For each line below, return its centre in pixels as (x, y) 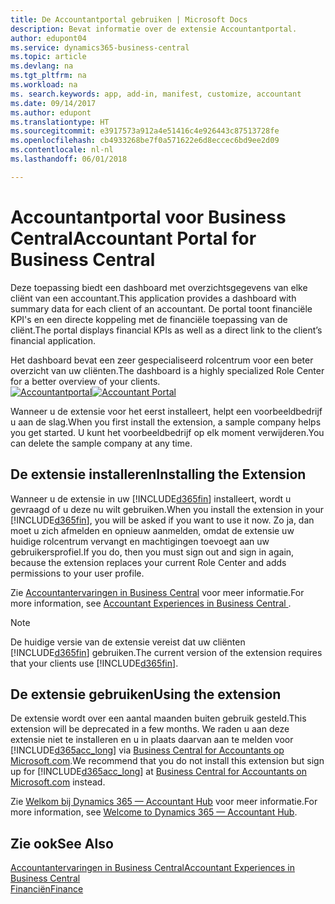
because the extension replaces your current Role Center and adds (148, 562)
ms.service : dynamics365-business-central (100, 47)
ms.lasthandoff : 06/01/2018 (69, 159)
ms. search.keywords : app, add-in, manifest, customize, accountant (156, 94)
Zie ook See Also (62, 843)
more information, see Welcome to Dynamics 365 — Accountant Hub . (154, 812)
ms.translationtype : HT (60, 122)
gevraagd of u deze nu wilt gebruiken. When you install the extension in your (167, 509)
